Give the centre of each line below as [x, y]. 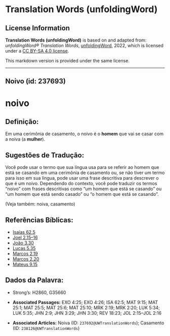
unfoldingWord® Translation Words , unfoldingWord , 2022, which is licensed [84, 46]
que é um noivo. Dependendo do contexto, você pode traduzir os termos [81, 184]
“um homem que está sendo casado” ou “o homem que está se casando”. [82, 194]
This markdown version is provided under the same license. [68, 61]
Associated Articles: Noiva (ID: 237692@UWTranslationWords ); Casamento [88, 323]
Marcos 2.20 [26, 259]
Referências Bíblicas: [39, 220]
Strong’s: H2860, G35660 [39, 292]
